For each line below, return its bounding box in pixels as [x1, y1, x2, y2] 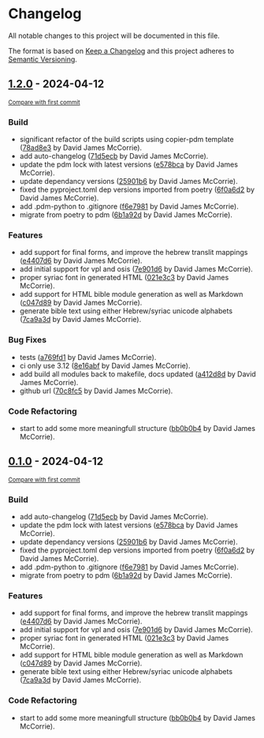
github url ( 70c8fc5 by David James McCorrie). [19, 386, 173, 395]
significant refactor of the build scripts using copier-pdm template [19, 135, 234, 144]
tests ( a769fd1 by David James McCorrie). [19, 352, 157, 362]
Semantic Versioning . [8, 54, 77, 64]
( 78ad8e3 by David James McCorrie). [19, 143, 143, 152]
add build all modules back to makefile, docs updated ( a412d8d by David [19, 369, 256, 379]
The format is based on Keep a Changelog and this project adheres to [8, 46, 235, 55]
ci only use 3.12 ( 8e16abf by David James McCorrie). [19, 361, 191, 370]
